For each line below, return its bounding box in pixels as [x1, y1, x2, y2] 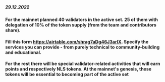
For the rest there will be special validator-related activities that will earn [5, 60, 160, 67]
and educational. [5, 49, 42, 55]
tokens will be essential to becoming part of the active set [5, 71, 129, 77]
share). [5, 27, 21, 33]
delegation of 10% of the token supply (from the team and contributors [5, 21, 156, 27]
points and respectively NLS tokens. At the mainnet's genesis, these [5, 66, 152, 72]
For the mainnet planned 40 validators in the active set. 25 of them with [5, 16, 158, 22]
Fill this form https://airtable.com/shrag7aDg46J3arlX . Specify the [5, 38, 149, 44]
